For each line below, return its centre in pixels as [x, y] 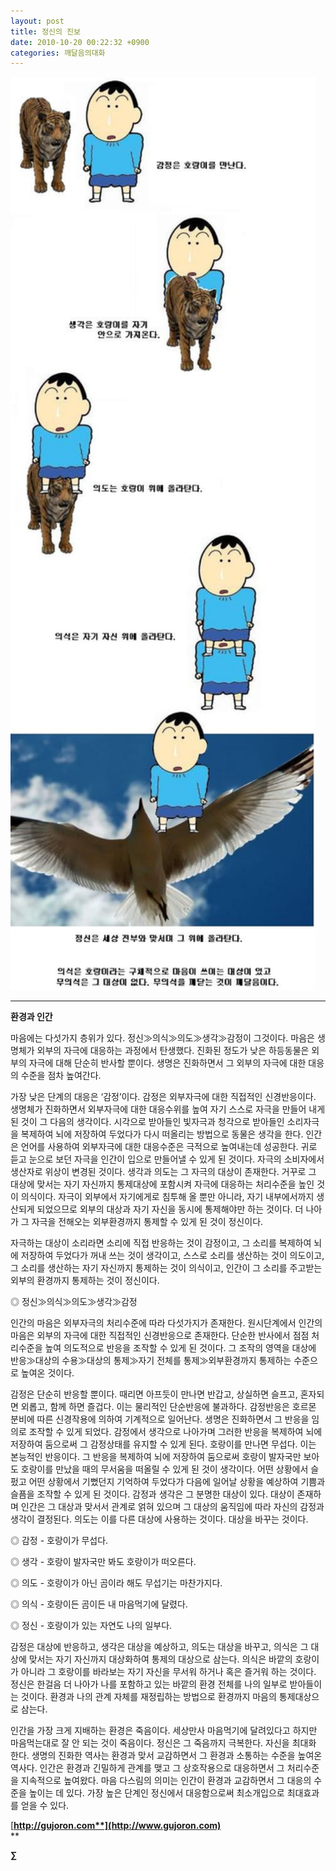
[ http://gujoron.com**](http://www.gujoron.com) [116, 1826]
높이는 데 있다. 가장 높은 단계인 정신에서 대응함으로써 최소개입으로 [156, 1793]
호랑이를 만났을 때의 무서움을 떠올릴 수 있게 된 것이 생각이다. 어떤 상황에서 [164, 1469]
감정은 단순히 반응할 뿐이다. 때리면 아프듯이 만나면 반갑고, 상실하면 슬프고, [154, 1394]
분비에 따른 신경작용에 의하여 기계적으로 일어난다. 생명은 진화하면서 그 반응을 [160, 1419]
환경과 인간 [31, 1017]
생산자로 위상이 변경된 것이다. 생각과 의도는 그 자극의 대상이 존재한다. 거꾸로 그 [163, 1172]
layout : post [37, 21]
